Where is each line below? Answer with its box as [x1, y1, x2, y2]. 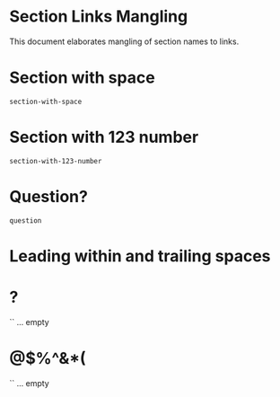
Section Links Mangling [9, 6, 188, 27]
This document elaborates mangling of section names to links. [9, 36, 240, 47]
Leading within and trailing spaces [9, 245, 271, 266]
